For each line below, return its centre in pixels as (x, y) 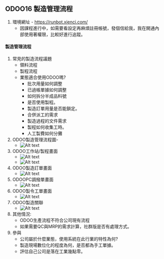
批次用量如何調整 (45, 84)
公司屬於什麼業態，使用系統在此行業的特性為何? (69, 239)
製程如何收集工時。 (47, 127)
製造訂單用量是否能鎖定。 (53, 109)
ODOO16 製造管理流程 (39, 9)
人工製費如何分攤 (45, 133)
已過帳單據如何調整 (47, 90)
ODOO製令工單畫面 (32, 191)
